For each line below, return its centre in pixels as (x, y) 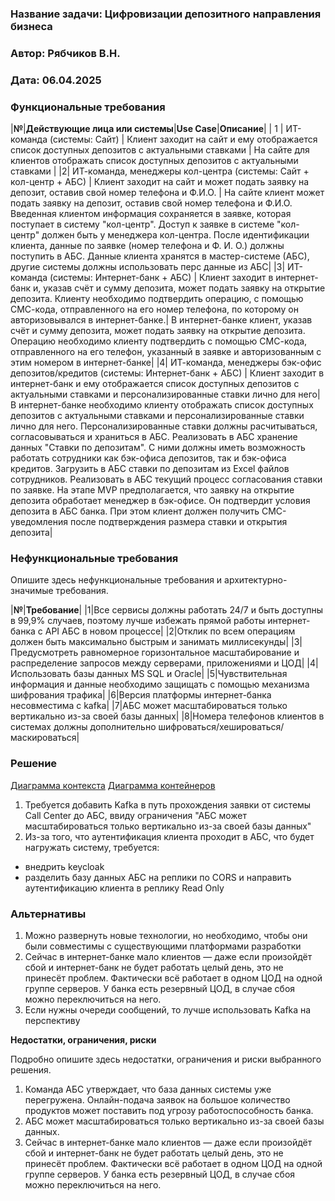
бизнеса (31, 26)
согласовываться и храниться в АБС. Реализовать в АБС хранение (154, 437)
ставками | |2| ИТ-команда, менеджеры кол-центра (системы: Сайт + (160, 171)
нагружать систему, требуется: (92, 847)
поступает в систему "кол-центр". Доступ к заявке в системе (142, 224)
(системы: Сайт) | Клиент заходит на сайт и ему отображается (183, 139)
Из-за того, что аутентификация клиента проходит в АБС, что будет (169, 836)
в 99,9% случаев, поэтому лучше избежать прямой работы (138, 621)
